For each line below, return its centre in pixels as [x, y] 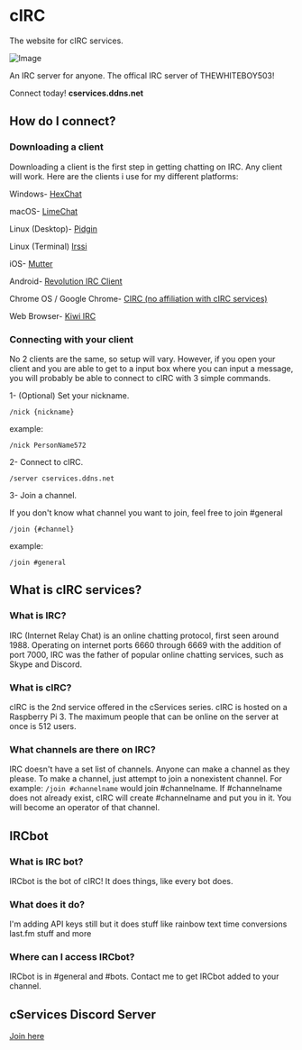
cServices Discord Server [82, 1014]
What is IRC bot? [46, 862]
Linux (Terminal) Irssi [48, 246]
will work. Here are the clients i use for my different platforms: [124, 176]
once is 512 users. [43, 726]
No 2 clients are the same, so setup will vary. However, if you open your [142, 359]
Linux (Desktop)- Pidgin [53, 228]
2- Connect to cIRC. [46, 461]
